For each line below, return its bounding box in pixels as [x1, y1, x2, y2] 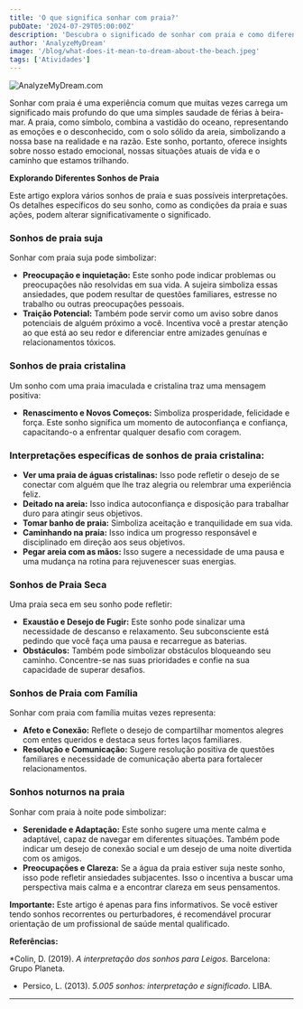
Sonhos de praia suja [9, 231, 104, 244]
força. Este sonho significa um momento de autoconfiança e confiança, [22, 416, 289, 427]
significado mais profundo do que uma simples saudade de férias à [9, 107, 260, 117]
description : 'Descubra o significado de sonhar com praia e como [9, 30, 264, 39]
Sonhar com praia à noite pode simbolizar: [9, 806, 167, 817]
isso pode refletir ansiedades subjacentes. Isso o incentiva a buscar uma [22, 872, 294, 883]
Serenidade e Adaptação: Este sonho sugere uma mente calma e [22, 824, 267, 835]
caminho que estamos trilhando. [9, 155, 129, 165]
